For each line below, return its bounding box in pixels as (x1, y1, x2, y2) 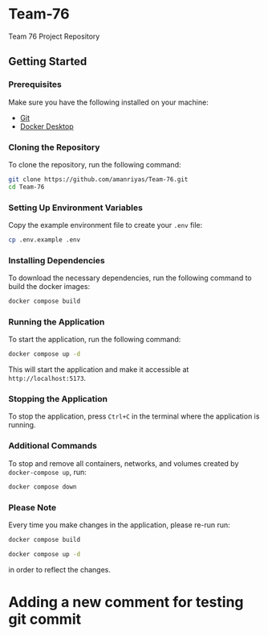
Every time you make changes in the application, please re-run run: (8, 520, 230, 530)
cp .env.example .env (8, 235, 81, 244)
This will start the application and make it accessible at (8, 365, 189, 374)
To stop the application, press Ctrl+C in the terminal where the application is (8, 411, 260, 421)
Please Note (8, 502, 57, 513)
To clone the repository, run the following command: (8, 159, 181, 169)
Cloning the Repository (8, 142, 100, 153)
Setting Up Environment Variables (8, 202, 143, 213)
